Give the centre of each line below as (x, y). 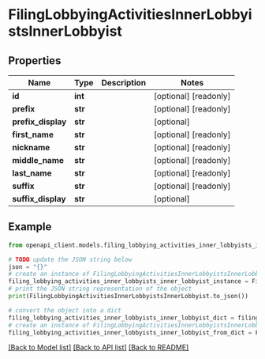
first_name (33, 134)
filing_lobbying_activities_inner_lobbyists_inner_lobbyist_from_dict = (130, 333)
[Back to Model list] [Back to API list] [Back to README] (99, 348)
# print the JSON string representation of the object (100, 289)
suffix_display (39, 199)
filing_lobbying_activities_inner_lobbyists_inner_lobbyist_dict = (121, 318)
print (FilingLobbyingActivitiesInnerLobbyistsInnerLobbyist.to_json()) (128, 297)
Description (124, 83)
